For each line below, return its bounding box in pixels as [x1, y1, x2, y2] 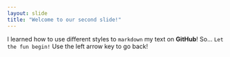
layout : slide [7, 9, 48, 17]
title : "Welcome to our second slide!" [7, 16, 122, 23]
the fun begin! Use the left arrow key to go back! [7, 42, 148, 50]
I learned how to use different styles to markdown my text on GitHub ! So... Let [7, 35, 224, 43]
